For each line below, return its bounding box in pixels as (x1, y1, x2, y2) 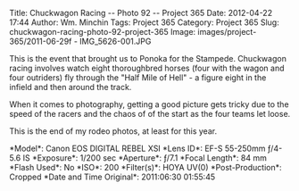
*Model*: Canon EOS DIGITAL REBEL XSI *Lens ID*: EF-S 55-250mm (9, 143, 266, 154)
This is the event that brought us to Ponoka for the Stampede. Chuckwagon (9, 54, 287, 63)
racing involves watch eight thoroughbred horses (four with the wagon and (9, 62, 285, 73)
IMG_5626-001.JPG (79, 36, 152, 46)
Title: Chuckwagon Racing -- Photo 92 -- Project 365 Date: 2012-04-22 (9, 8, 273, 18)
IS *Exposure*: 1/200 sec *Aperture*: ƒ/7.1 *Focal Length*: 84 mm (22, 153, 268, 163)
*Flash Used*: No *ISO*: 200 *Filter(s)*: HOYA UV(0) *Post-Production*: (9, 162, 283, 172)
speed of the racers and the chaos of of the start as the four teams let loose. (9, 109, 291, 119)
